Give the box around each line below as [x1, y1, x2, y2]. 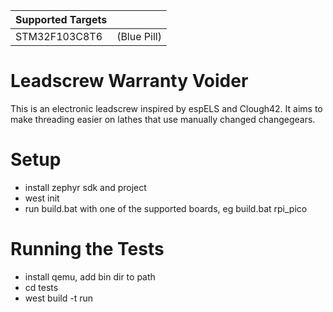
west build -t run [24, 292, 93, 304]
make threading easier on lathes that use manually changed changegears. [10, 113, 316, 125]
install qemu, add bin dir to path [24, 270, 156, 283]
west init [24, 192, 60, 204]
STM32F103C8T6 [15, 30, 103, 43]
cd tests [24, 281, 59, 293]
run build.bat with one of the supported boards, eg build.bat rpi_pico [24, 202, 308, 214]
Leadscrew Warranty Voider [10, 70, 249, 93]
